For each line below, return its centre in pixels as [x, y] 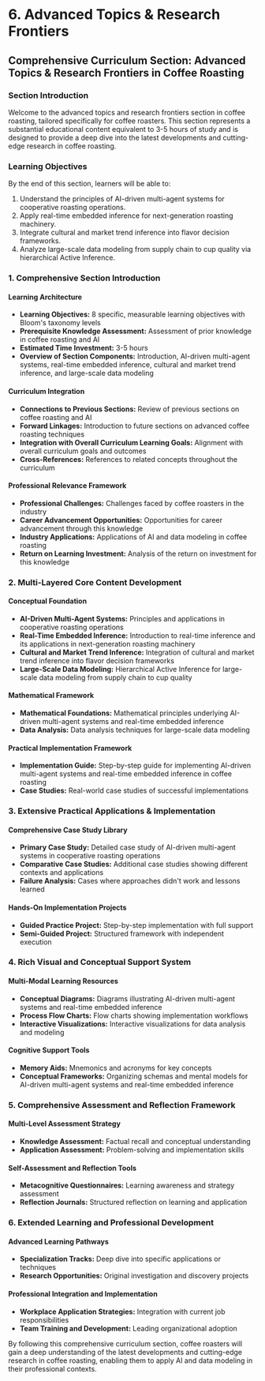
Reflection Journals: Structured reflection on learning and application [133, 1203]
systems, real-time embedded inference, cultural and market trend [128, 365]
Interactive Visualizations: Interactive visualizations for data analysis [132, 1023]
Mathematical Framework [51, 696]
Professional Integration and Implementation [83, 1293]
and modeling [42, 1032]
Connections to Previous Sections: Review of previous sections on [129, 409]
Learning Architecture [45, 297]
